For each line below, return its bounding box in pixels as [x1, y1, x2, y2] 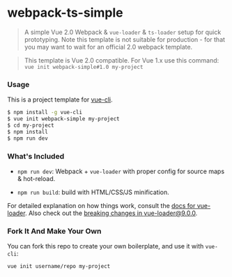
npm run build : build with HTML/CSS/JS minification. [17, 188, 169, 196]
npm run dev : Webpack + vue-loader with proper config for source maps [17, 167, 225, 175]
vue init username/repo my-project [7, 263, 111, 270]
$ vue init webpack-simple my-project [7, 116, 120, 122]
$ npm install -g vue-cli [7, 109, 82, 116]
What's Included [7, 151, 65, 161]
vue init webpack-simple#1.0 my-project [24, 63, 144, 70]
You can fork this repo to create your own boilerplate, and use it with [7, 242, 204, 251]
